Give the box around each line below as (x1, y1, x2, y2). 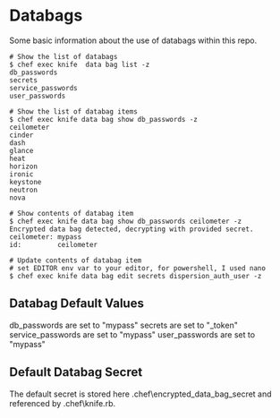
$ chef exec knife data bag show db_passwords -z (9, 115, 199, 124)
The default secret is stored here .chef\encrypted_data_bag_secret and (9, 388, 272, 399)
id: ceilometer (9, 240, 98, 249)
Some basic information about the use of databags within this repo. (9, 35, 258, 46)
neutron (9, 185, 38, 194)
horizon (9, 162, 38, 171)
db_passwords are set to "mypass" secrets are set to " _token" (9, 320, 239, 330)
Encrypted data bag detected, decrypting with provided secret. (9, 225, 254, 234)
